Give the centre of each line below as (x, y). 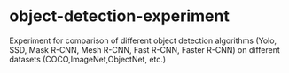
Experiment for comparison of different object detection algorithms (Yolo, (143, 40)
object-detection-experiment (120, 16)
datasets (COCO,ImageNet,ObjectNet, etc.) (88, 59)
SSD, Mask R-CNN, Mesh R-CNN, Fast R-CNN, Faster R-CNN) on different (145, 49)
